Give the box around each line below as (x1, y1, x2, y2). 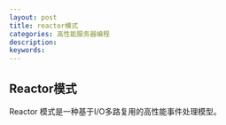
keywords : (9, 46, 46, 55)
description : (9, 37, 58, 47)
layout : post (9, 12, 58, 22)
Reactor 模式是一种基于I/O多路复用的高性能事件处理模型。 (9, 105, 222, 116)
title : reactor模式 (9, 21, 79, 30)
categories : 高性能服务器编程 (9, 29, 111, 38)
